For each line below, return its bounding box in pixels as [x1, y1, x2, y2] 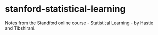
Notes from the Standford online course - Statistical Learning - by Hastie [5, 20, 154, 26]
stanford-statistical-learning [5, 3, 126, 15]
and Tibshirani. [5, 25, 36, 31]
